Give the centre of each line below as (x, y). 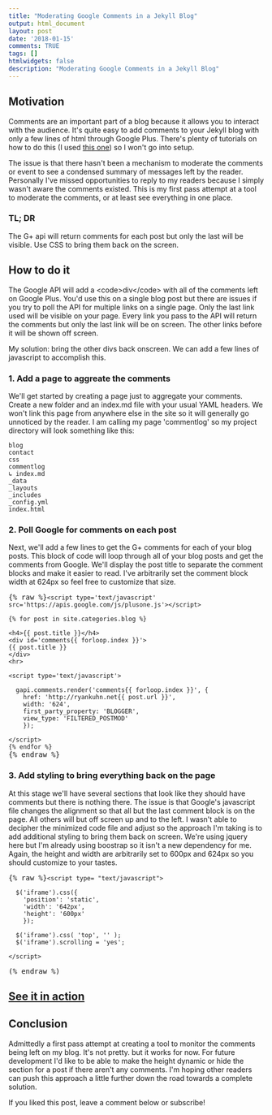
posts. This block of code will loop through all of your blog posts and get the (136, 556)
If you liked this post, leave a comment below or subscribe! (107, 1102)
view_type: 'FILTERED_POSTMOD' (76, 719)
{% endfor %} (30, 747)
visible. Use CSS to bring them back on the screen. (94, 244)
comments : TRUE (34, 46)
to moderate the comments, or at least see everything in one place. (121, 197)
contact (22, 452)
